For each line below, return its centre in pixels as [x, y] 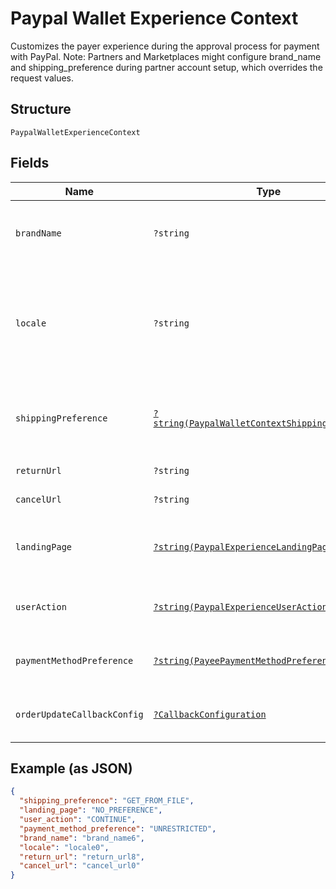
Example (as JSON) [71, 768]
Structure [41, 109]
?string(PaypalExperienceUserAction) [243, 606]
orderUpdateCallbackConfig [79, 714]
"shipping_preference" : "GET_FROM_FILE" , [107, 801]
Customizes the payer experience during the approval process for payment [165, 46]
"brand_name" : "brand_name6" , [82, 838]
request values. [42, 78]
